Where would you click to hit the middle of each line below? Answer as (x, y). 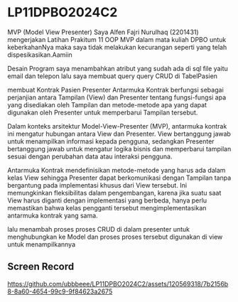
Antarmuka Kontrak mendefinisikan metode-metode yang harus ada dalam (117, 170)
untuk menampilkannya (42, 244)
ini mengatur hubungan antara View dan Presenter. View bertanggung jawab (119, 134)
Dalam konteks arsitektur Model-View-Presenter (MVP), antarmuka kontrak (117, 126)
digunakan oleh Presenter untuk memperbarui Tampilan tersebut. (103, 112)
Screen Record (41, 267)
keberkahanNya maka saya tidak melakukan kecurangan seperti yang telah (117, 47)
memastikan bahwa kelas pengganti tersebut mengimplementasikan (107, 207)
